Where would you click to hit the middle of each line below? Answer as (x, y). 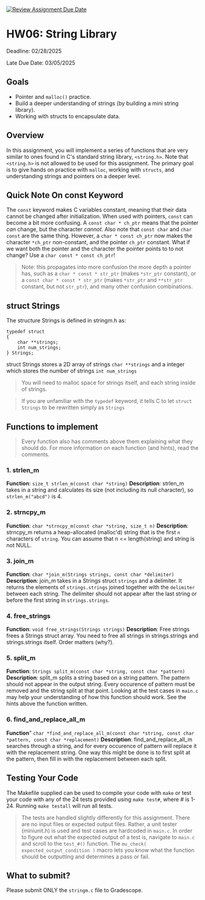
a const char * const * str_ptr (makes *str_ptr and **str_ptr (102, 280)
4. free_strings (28, 615)
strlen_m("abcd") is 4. (34, 496)
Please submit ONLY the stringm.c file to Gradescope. (75, 890)
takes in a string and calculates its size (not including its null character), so (100, 490)
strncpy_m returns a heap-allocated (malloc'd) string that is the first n (93, 532)
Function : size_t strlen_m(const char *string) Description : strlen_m (95, 484)
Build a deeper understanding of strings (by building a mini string (97, 103)
